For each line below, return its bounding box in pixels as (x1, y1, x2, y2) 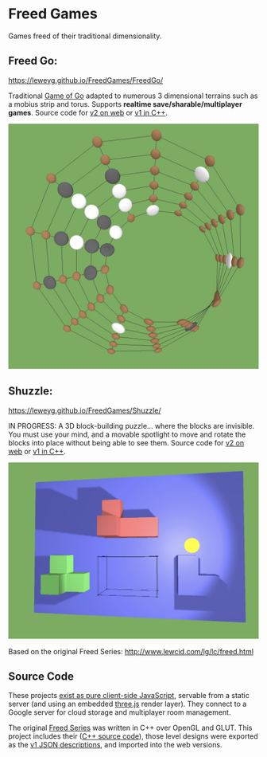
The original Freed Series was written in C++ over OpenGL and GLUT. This (8, 723, 253, 733)
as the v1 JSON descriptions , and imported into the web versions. (8, 740, 222, 750)
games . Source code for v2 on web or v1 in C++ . (8, 108, 168, 117)
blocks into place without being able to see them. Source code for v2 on (8, 437, 245, 447)
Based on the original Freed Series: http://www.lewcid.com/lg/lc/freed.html (8, 646, 254, 656)
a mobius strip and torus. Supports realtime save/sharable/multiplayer (8, 99, 242, 108)
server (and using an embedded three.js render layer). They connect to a (8, 699, 247, 709)
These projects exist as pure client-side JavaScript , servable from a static (8, 691, 250, 700)
